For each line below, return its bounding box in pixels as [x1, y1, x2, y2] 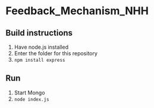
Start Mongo [14, 89, 45, 96]
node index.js [14, 96, 49, 102]
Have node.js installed [14, 43, 69, 50]
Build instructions [5, 28, 73, 38]
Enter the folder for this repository [14, 50, 98, 57]
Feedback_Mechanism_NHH [5, 4, 149, 18]
